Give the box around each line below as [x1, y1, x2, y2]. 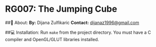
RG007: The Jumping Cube [5, 3, 117, 15]
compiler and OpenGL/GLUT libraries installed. [5, 36, 99, 42]
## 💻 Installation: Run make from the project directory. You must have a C [5, 29, 152, 35]
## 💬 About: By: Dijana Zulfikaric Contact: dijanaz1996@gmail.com [5, 20, 139, 25]
